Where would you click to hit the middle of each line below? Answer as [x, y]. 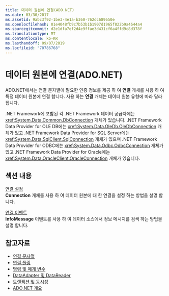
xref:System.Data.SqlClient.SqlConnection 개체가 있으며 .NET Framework [81, 139]
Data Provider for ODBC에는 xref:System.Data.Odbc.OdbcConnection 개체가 [84, 145]
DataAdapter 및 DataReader [42, 276]
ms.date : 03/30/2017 [27, 15]
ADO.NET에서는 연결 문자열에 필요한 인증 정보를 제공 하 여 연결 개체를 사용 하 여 [85, 90]
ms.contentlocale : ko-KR [32, 39]
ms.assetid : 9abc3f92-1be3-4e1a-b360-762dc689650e [60, 19]
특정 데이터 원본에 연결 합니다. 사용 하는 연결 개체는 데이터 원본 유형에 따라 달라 [84, 96]
